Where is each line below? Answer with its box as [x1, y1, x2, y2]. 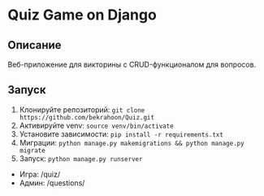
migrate [19, 146, 45, 155]
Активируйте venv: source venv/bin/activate [19, 120, 174, 130]
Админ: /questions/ [19, 177, 85, 188]
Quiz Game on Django [7, 6, 158, 24]
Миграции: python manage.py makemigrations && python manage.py [19, 137, 245, 147]
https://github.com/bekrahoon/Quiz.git [19, 113, 155, 121]
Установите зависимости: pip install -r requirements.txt [19, 128, 224, 139]
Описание [7, 38, 62, 52]
